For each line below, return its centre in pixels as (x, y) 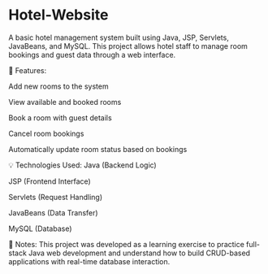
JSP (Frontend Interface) (50, 181)
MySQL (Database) (40, 228)
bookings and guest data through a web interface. (92, 54)
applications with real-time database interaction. (89, 261)
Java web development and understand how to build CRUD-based (139, 253)
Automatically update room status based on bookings (98, 149)
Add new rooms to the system (58, 86)
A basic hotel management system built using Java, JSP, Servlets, (119, 37)
